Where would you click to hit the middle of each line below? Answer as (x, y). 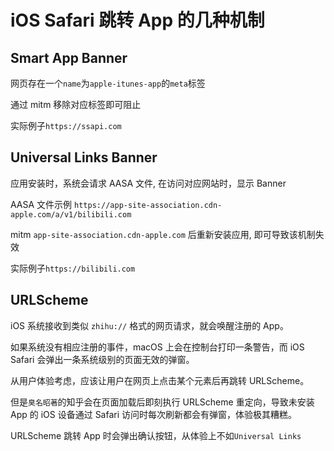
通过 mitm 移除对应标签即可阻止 (76, 104)
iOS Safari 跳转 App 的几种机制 (137, 20)
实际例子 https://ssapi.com (66, 125)
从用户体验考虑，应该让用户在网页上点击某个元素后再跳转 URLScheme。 (160, 380)
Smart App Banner (69, 57)
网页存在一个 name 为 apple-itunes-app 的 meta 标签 (108, 83)
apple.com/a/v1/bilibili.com (71, 214)
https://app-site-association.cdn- (148, 205)
